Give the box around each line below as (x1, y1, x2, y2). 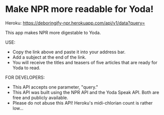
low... (12, 105, 24, 111)
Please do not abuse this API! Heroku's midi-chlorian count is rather (12, 100, 153, 106)
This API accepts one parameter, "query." (12, 84, 98, 90)
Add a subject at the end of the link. (12, 54, 87, 60)
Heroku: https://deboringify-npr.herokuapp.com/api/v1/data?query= (5, 20, 145, 26)
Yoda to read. (12, 65, 41, 71)
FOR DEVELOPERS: (5, 74, 45, 80)
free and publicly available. (12, 95, 69, 101)
